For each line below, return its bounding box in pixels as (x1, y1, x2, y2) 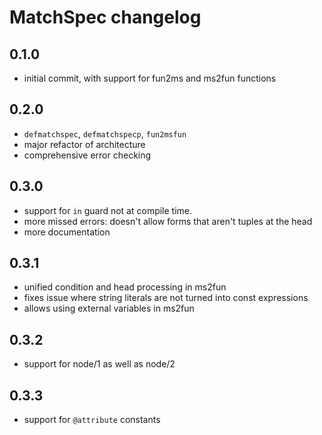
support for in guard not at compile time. (23, 204, 193, 216)
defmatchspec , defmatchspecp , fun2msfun (23, 127, 187, 140)
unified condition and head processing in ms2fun (23, 281, 227, 293)
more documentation (23, 226, 111, 238)
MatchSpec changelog (9, 6, 202, 29)
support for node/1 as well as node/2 (23, 358, 176, 370)
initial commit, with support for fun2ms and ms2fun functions (23, 72, 277, 84)
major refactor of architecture (23, 138, 146, 150)
